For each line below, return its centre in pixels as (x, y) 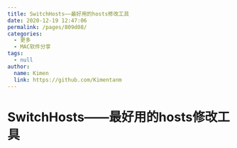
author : (19, 67)
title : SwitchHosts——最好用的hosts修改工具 (68, 14)
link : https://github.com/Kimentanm (68, 80)
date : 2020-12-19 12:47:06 (47, 21)
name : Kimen (32, 73)
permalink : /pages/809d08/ (47, 27)
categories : (25, 34)
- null (23, 60)
